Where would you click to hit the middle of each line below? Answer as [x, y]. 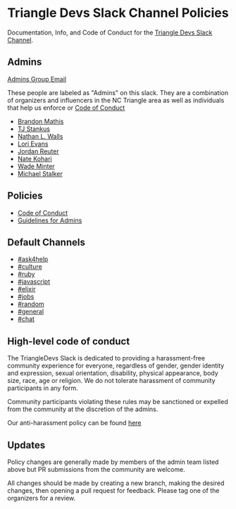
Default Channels [46, 242]
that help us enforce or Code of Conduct [66, 108]
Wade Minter [36, 166]
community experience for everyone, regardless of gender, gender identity [116, 366]
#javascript [34, 282]
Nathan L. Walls [40, 136]
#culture [30, 267]
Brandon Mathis [41, 121]
